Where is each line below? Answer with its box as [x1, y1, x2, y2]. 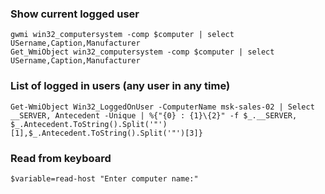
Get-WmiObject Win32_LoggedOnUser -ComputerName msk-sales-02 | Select [10, 102, 315, 112]
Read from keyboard [10, 151, 112, 165]
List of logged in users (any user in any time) [10, 79, 231, 93]
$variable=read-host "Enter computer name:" [10, 173, 199, 184]
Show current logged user [10, 7, 140, 21]
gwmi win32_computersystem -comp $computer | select [10, 30, 235, 40]
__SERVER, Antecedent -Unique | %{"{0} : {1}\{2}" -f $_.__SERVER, [10, 110, 298, 121]
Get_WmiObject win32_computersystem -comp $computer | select [10, 47, 275, 57]
